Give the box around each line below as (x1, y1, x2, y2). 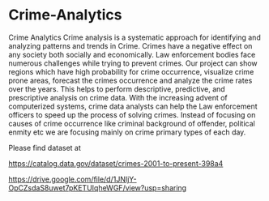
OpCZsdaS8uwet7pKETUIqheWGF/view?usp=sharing (8, 182, 187, 192)
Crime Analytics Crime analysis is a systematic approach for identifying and (8, 32, 261, 42)
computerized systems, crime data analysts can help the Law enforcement (8, 101, 258, 111)
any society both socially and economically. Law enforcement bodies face (8, 49, 256, 59)
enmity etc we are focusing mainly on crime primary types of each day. (8, 127, 246, 137)
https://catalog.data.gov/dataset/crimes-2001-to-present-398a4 (8, 158, 224, 168)
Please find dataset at (8, 143, 81, 152)
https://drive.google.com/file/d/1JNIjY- (8, 174, 137, 184)
